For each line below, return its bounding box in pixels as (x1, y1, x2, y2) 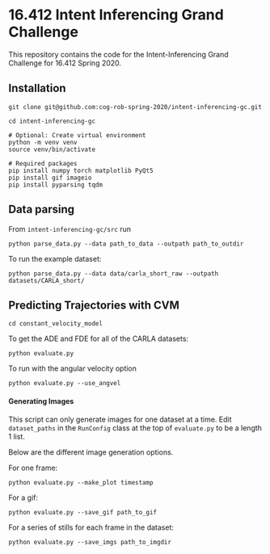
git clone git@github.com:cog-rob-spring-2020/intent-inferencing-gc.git (8, 103, 263, 111)
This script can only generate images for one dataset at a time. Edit (8, 414, 232, 424)
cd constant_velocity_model (8, 320, 103, 328)
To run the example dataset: (8, 254, 102, 263)
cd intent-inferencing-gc (8, 117, 95, 125)
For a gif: (8, 493, 39, 502)
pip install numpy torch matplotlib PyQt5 (8, 166, 154, 174)
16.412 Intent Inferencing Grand (8, 6, 224, 24)
